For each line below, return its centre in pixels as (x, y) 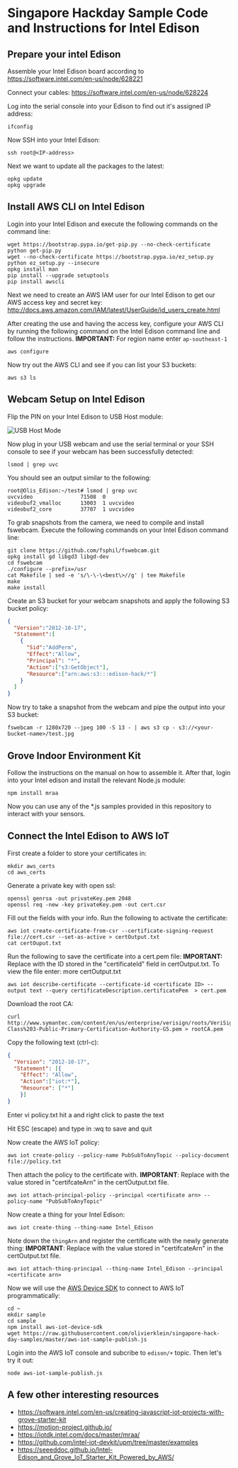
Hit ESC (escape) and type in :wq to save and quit (80, 1129)
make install (27, 587)
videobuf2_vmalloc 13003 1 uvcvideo (71, 503)
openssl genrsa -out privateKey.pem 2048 (69, 898)
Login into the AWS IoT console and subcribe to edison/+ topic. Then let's (114, 1353)
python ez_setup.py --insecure (53, 263)
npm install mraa (33, 793)
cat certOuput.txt (34, 943)
